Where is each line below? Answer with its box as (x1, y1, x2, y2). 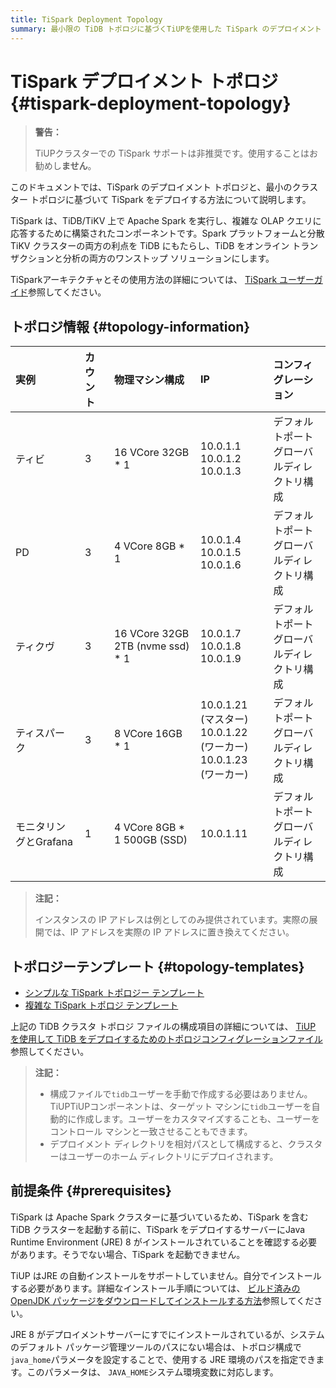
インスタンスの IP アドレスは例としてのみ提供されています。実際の (34, 914, 310, 926)
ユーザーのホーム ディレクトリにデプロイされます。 (67, 1151, 279, 1163)
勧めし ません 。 (34, 160, 97, 172)
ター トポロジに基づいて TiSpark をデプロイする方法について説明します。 (10, 194, 312, 206)
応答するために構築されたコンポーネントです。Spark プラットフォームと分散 (10, 227, 325, 240)
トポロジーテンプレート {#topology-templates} (10, 958, 305, 975)
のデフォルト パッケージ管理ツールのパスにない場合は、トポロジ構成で (10, 1341, 302, 1353)
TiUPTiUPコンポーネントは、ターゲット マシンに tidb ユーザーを (49, 1101, 312, 1113)
